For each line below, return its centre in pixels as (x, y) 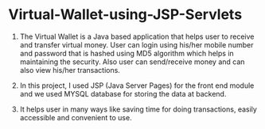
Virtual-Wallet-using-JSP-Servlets (125, 15)
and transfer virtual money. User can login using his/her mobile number (136, 44)
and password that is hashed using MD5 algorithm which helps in (127, 53)
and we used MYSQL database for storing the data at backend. (123, 93)
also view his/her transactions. (70, 70)
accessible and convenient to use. (76, 117)
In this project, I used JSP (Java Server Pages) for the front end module (137, 85)
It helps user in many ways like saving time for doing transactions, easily (138, 109)
